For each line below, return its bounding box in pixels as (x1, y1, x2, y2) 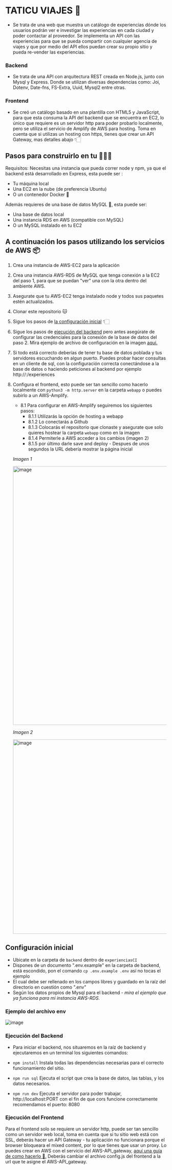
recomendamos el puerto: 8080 (12, 1101, 80, 1107)
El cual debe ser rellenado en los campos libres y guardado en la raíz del (12, 978, 166, 984)
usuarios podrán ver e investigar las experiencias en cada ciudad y (12, 27, 155, 33)
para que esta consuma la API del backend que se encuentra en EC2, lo (12, 114, 164, 120)
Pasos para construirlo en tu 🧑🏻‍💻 (5, 151, 113, 160)
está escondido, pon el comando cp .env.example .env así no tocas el (12, 967, 161, 974)
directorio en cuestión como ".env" (12, 984, 87, 990)
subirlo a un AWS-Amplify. (12, 392, 69, 399)
